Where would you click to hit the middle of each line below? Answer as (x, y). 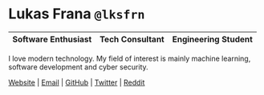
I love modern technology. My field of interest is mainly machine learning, (130, 58)
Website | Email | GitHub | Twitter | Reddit (77, 82)
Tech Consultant (132, 39)
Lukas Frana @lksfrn (77, 14)
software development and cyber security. (78, 67)
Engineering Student (212, 39)
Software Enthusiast (52, 39)
